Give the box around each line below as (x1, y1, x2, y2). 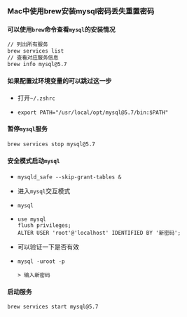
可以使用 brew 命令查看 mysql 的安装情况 (7, 25, 116, 33)
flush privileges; (17, 222, 71, 229)
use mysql (17, 216, 47, 223)
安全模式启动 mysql (7, 156, 60, 164)
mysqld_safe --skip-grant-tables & (17, 174, 122, 181)
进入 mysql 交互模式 (17, 187, 71, 195)
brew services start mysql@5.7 (7, 304, 99, 311)
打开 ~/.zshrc (17, 93, 56, 102)
